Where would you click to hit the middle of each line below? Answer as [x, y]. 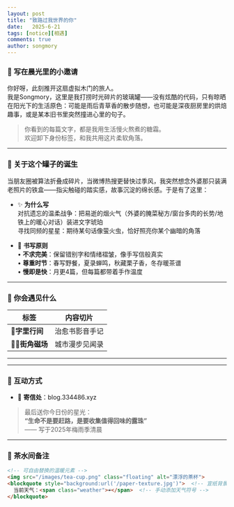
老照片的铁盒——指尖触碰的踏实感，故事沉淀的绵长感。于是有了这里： [108, 190]
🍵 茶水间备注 [29, 456]
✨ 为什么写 [33, 204]
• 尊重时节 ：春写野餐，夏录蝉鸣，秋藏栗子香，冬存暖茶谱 [99, 263]
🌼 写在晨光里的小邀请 [42, 72]
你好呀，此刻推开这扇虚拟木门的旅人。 [62, 89]
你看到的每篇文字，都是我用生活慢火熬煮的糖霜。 [94, 129]
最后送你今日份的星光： [58, 412]
